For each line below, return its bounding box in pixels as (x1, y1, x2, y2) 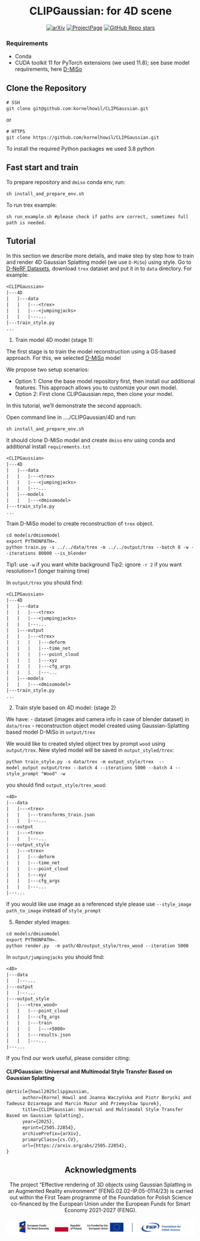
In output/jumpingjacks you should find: (6, 953, 105, 960)
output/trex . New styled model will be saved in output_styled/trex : (6, 746, 174, 754)
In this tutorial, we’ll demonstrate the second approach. (6, 401, 143, 409)
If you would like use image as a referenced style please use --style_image (6, 900, 192, 907)
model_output (6, 764, 39, 770)
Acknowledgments (64, 1165, 137, 1175)
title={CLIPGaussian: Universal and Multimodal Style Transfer (22, 1106, 184, 1112)
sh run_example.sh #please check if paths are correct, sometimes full (6, 213, 189, 220)
